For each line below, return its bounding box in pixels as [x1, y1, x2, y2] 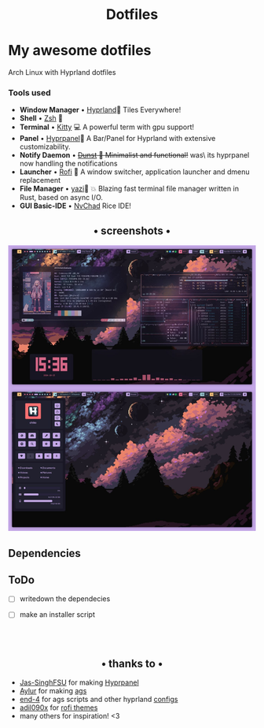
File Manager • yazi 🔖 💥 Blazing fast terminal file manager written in [19, 184, 240, 194]
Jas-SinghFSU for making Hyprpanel [19, 678, 139, 687]
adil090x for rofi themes [19, 703, 98, 712]
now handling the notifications [19, 159, 118, 169]
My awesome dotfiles [8, 42, 152, 60]
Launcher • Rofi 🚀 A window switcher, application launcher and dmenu [19, 167, 250, 176]
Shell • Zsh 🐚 [19, 113, 63, 123]
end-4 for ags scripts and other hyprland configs [19, 695, 178, 704]
